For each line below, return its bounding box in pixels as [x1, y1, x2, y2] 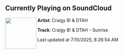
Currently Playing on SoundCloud [5, 4, 112, 12]
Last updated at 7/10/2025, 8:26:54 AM [37, 36, 118, 42]
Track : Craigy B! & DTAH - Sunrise [37, 27, 108, 33]
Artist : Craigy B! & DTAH [37, 17, 88, 23]
